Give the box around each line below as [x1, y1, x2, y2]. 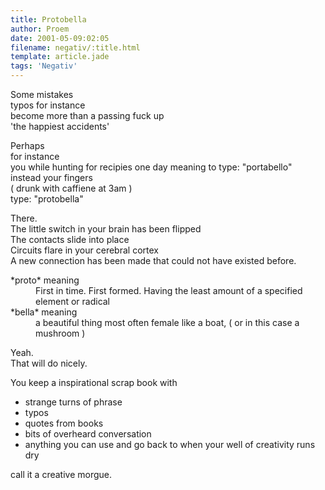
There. [10, 212, 38, 224]
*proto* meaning [10, 274, 80, 286]
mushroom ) [35, 327, 86, 339]
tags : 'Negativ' [10, 61, 78, 71]
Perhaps [10, 140, 45, 151]
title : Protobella [10, 14, 87, 25]
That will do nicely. [10, 357, 88, 369]
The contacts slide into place [10, 234, 130, 245]
